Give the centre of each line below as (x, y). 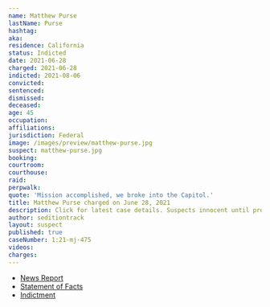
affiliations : (32, 128)
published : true (35, 233)
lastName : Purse (35, 23)
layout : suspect (35, 225)
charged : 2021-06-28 (43, 68)
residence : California (46, 46)
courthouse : (28, 173)
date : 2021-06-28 (37, 61)
